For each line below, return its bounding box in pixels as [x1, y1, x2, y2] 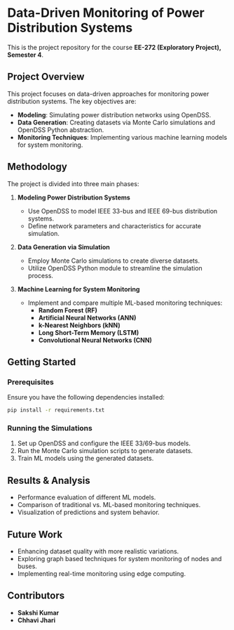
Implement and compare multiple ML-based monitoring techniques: [27, 298, 223, 307]
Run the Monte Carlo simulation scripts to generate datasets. [17, 447, 193, 455]
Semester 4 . [7, 51, 44, 59]
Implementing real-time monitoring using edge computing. [17, 570, 186, 578]
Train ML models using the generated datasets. [17, 454, 154, 463]
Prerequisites [7, 377, 54, 387]
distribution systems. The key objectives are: [7, 97, 137, 105]
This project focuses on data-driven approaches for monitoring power [7, 89, 209, 98]
